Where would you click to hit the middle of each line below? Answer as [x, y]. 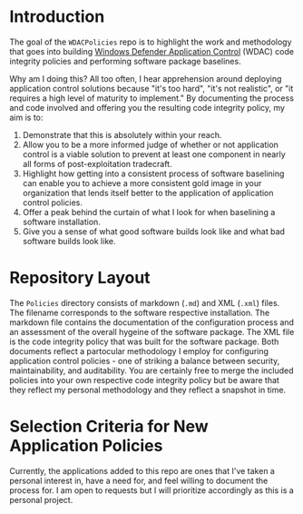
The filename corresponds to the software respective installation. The [140, 312]
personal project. [41, 499]
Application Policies [86, 446]
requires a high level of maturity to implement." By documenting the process [152, 98]
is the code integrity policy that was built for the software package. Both [144, 341]
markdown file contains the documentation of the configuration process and [152, 322]
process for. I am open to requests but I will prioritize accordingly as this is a [152, 490]
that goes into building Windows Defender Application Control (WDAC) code [152, 51]
